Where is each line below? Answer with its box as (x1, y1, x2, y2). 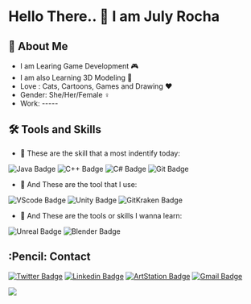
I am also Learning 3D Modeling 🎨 (19, 73, 133, 82)
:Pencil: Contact (8, 250, 91, 264)
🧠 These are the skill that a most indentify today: (19, 148, 181, 158)
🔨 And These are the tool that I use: (19, 179, 138, 189)
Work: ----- (19, 98, 59, 108)
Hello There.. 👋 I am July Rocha (8, 7, 220, 26)
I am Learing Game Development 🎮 (19, 61, 139, 71)
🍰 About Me (8, 40, 68, 53)
